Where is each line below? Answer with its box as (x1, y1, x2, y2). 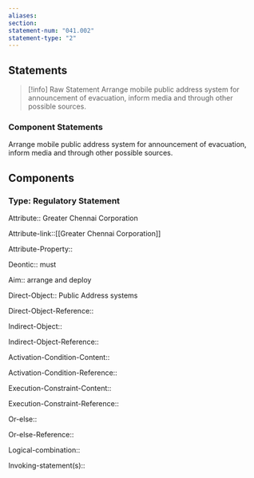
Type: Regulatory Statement (8, 195, 121, 206)
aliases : (8, 11, 38, 20)
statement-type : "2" (8, 34, 77, 42)
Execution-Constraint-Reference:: (8, 399, 120, 409)
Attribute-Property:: (8, 244, 73, 254)
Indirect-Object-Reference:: (8, 337, 100, 347)
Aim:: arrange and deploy (8, 275, 92, 285)
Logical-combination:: (8, 445, 81, 455)
